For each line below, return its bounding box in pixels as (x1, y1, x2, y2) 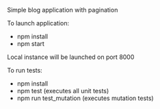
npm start (16, 40, 44, 47)
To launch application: (7, 19, 70, 27)
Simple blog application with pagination (7, 6, 118, 14)
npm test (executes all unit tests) (16, 87, 109, 95)
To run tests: (7, 66, 42, 74)
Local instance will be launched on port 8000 (7, 53, 135, 61)
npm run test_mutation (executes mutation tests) (16, 94, 154, 102)
